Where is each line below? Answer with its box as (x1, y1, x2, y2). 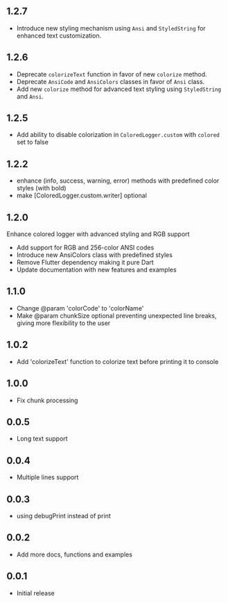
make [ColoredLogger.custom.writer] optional (16, 191, 147, 200)
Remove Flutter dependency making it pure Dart (16, 258, 154, 267)
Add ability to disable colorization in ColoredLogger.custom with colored (16, 131, 220, 139)
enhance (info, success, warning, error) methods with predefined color (16, 176, 220, 185)
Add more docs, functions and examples (16, 550, 133, 559)
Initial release (16, 588, 55, 597)
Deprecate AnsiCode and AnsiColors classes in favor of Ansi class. (16, 77, 205, 85)
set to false (16, 138, 49, 147)
